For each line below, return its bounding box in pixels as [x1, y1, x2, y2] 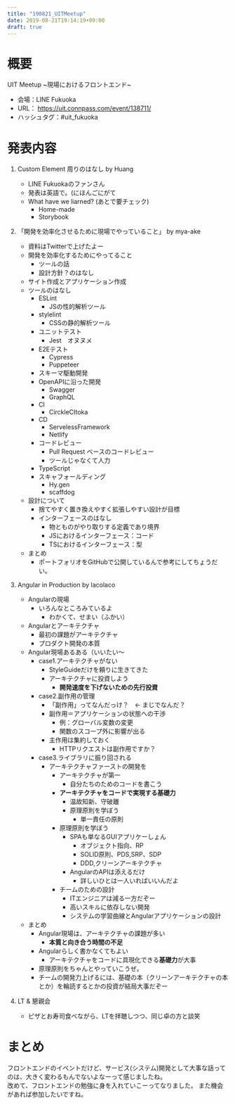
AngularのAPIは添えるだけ [69, 868, 146, 876]
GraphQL [48, 393, 76, 402]
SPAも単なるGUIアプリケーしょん [69, 833, 166, 841]
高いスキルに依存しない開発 [69, 903, 150, 912]
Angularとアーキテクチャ [27, 622, 100, 630]
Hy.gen [48, 480, 70, 489]
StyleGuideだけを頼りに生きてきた [48, 665, 149, 674]
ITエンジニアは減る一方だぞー [69, 894, 156, 902]
